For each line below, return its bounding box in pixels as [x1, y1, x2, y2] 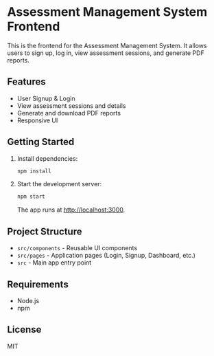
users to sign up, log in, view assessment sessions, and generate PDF [7, 49, 204, 57]
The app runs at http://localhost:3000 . [16, 205, 126, 214]
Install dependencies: [16, 154, 78, 162]
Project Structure [7, 225, 82, 237]
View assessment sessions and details [16, 101, 126, 110]
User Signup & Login [16, 94, 75, 102]
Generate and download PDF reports [16, 109, 121, 117]
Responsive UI [16, 116, 58, 124]
